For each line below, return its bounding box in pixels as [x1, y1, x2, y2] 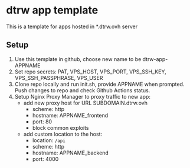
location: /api [32, 136, 66, 144]
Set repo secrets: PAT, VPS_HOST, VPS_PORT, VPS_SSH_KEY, [14, 68, 166, 75]
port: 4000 [32, 155, 59, 162]
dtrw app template [6, 4, 99, 17]
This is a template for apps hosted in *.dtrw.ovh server [6, 23, 137, 30]
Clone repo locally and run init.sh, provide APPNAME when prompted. [14, 80, 185, 88]
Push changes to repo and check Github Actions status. [14, 86, 150, 94]
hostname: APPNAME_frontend [32, 112, 109, 119]
